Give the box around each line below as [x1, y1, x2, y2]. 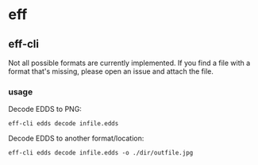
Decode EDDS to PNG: [8, 105, 82, 114]
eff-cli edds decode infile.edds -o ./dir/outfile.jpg [8, 149, 194, 157]
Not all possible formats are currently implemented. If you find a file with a [8, 58, 251, 67]
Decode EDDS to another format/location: [8, 133, 144, 144]
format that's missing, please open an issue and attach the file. [8, 67, 214, 76]
